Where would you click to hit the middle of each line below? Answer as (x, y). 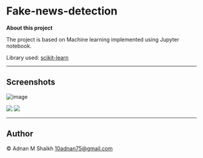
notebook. (19, 46)
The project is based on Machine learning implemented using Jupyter (93, 39)
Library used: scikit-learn (37, 57)
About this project (30, 28)
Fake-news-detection (62, 11)
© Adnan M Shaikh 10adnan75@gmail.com (60, 148)
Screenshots (31, 82)
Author (20, 134)
